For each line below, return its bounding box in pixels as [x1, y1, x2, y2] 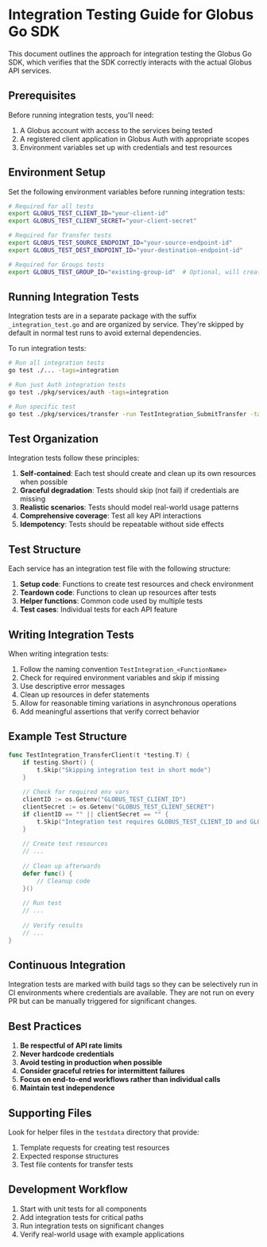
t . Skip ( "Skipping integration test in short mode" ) [37, 765, 212, 774]
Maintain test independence [19, 1083, 115, 1093]
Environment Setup [8, 166, 106, 179]
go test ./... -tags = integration [8, 367, 119, 375]
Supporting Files [8, 1106, 92, 1119]
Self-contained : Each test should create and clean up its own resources [19, 469, 257, 478]
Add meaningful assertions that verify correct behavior [19, 707, 200, 717]
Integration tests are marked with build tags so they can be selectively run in [8, 979, 258, 989]
